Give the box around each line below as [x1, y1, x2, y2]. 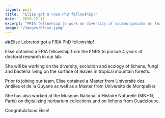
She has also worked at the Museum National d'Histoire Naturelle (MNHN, [5, 93, 155, 99]
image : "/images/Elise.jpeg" [5, 26, 65, 30]
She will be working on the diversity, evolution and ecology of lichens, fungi [5, 63, 158, 69]
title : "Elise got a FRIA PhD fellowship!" [5, 12, 98, 17]
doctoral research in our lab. [5, 54, 62, 59]
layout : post [5, 7, 32, 12]
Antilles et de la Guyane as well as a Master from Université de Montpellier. [5, 83, 157, 89]
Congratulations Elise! [5, 108, 50, 114]
